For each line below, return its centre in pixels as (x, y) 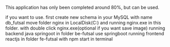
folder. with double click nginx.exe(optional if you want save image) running (85, 28)
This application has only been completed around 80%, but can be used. (82, 7)
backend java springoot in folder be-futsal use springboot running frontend (85, 33)
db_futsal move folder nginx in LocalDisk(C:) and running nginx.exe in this (83, 23)
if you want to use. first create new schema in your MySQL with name (79, 17)
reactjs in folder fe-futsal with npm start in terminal (59, 39)
